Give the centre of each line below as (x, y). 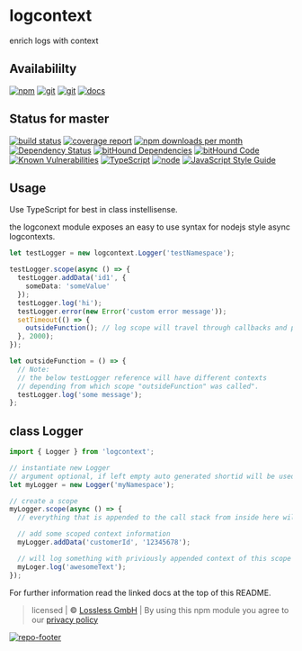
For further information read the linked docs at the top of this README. (140, 592)
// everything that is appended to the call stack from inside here (148, 518)
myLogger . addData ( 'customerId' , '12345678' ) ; (104, 542)
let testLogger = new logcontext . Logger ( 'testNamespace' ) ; (122, 253)
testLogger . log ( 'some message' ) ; (80, 394)
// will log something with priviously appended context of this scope (155, 558)
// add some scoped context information (94, 534)
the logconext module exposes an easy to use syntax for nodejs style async (150, 227)
